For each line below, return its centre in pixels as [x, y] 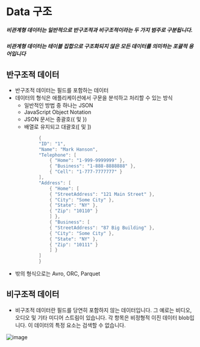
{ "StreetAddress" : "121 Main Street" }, [102, 194]
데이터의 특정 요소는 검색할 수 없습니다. [80, 325]
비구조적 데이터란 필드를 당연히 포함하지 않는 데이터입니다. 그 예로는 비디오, [103, 310]
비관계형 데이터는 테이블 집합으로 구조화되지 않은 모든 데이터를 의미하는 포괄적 [97, 46]
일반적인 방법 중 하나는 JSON [58, 105]
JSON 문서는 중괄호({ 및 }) [55, 119]
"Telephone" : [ [58, 155]
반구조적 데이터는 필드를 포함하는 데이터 [62, 90]
